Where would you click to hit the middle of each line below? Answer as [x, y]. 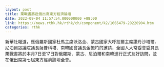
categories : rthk [23, 27]
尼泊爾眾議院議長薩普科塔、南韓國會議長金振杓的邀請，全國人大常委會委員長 [82, 48]
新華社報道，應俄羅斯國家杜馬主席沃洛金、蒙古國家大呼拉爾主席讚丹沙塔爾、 [82, 42]
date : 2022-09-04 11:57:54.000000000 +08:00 [51, 18]
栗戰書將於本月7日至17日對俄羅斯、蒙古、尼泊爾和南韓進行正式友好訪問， [79, 54]
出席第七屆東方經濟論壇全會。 [43, 60]
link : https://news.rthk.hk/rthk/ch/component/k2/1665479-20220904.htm [79, 23]
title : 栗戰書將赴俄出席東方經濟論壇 [38, 14]
